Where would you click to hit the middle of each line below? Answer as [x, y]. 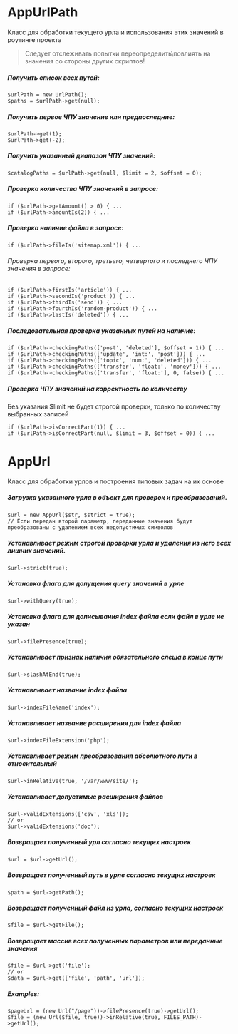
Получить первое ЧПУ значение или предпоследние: [91, 117]
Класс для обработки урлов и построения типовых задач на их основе [116, 481]
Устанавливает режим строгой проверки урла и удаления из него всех [119, 543]
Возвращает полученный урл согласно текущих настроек [99, 842]
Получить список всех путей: [53, 77]
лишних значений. [37, 551]
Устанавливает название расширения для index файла [94, 723]
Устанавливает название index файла [67, 690]
